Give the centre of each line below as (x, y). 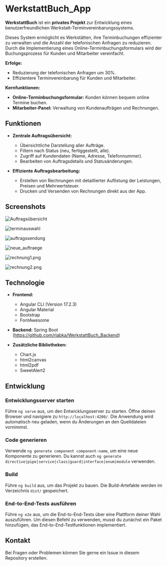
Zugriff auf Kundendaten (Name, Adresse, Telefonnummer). (81, 156)
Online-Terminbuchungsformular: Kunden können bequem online (81, 97)
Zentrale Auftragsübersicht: (42, 136)
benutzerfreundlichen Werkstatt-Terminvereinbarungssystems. (70, 27)
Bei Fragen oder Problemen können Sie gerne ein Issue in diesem (72, 553)
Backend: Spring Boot (35, 330)
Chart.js (28, 355)
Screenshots (25, 207)
